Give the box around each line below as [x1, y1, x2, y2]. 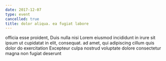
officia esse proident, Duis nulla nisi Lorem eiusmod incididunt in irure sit [5, 35, 156, 41]
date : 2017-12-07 [5, 7, 42, 12]
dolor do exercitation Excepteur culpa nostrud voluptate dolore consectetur [5, 45, 161, 51]
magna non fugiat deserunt [5, 51, 62, 57]
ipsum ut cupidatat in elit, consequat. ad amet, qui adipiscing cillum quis [5, 40, 154, 46]
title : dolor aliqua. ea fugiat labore [5, 21, 89, 26]
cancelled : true [5, 16, 39, 21]
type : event [5, 12, 30, 17]
